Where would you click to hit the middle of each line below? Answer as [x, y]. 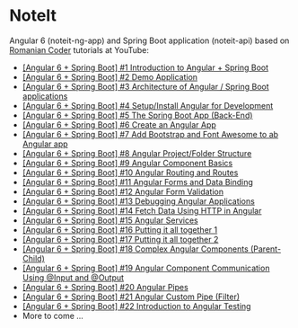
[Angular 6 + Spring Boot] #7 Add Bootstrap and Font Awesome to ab [150, 134]
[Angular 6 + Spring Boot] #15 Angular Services [110, 220]
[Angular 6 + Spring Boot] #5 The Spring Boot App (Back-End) [137, 115]
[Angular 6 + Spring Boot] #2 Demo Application [110, 76]
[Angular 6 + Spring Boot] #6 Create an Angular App [119, 124]
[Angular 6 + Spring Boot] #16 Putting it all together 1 [120, 229]
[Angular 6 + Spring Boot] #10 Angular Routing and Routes [130, 173]
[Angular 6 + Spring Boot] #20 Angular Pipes [105, 287]
